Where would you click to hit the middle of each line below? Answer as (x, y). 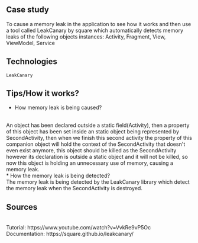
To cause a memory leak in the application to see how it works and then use (99, 24)
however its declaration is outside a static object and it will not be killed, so (97, 157)
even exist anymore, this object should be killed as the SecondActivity (91, 151)
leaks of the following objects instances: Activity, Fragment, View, (86, 36)
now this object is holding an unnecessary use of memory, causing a (90, 163)
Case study (27, 10)
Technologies (32, 62)
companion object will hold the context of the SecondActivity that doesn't (96, 144)
